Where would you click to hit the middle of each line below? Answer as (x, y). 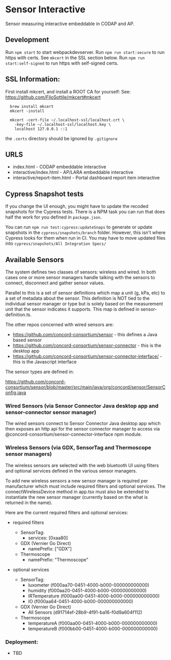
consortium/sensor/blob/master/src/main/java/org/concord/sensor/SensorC (85, 387)
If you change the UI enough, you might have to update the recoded (77, 206)
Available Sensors (35, 259)
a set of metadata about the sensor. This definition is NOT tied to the (78, 298)
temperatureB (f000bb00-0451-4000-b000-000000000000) (93, 628)
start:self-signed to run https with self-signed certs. (62, 63)
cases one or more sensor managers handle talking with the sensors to (80, 277)
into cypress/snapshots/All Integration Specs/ (56, 244)
